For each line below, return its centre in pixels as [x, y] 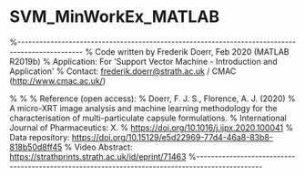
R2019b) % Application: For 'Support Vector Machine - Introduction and [143, 61]
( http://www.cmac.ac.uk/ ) [58, 80]
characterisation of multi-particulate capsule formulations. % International [148, 118]
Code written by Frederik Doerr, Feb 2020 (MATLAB [192, 51]
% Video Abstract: [98, 147]
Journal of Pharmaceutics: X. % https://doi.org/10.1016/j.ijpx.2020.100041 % [152, 127]
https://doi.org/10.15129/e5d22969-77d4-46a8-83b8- [172, 137]
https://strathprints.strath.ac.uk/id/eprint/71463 [98, 156]
